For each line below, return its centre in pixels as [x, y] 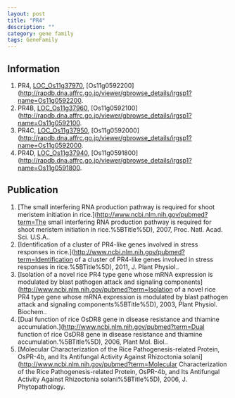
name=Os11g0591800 [49, 168]
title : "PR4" [26, 20]
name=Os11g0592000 [50, 145]
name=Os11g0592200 [49, 100]
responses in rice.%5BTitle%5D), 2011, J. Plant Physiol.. [98, 267]
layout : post [26, 14]
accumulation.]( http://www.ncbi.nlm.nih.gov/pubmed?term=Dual [111, 327]
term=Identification [45, 259]
